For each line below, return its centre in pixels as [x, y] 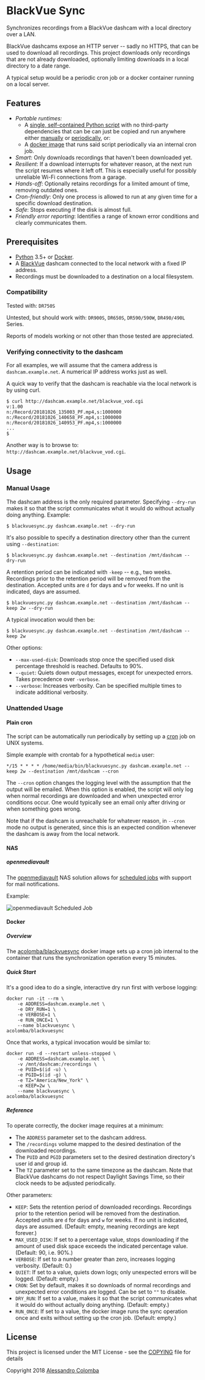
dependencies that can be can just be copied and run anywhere [105, 131]
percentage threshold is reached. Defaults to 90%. [79, 666]
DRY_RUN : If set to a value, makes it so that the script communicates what [106, 1298]
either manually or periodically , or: [67, 138]
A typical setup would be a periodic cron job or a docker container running [100, 77]
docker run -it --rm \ [35, 999]
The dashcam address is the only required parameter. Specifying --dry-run [101, 502]
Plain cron [19, 723]
